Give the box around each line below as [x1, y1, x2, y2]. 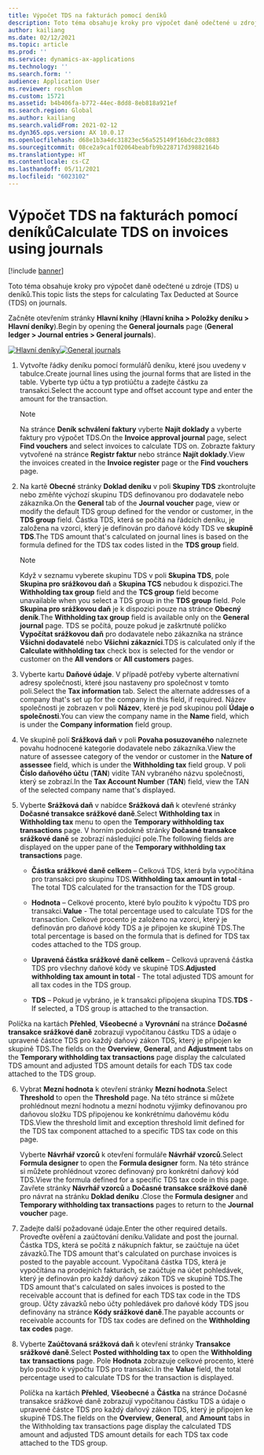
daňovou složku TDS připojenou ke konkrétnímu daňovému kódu [19, 1109, 229, 1119]
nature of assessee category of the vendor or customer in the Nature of [19, 751, 253, 761]
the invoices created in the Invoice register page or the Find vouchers [19, 457, 249, 467]
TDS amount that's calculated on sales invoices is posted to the [19, 1282, 225, 1291]
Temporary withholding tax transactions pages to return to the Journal [19, 1200, 254, 1209]
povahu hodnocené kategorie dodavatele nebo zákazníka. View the [19, 743, 236, 753]
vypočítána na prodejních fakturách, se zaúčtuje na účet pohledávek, [19, 1265, 244, 1275]
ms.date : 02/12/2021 [8, 33, 76, 42]
